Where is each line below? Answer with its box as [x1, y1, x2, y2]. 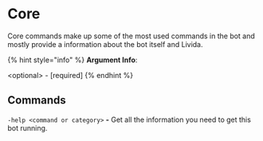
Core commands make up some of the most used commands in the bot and [7, 31, 256, 41]
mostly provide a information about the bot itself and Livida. [7, 39, 204, 49]
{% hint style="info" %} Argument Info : [7, 55, 138, 65]
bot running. [7, 123, 48, 132]
